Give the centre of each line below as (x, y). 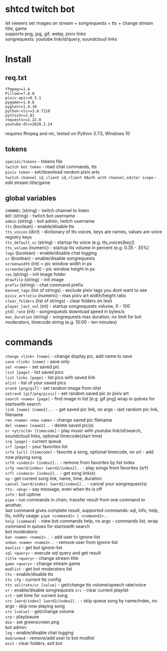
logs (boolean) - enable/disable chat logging (51, 253)
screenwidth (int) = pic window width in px (49, 263)
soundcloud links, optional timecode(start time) (54, 436)
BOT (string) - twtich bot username (40, 216)
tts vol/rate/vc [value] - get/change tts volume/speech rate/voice (76, 584)
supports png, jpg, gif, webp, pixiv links (46, 34)
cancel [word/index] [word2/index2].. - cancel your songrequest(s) (76, 483)
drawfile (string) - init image (34, 279)
